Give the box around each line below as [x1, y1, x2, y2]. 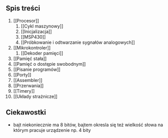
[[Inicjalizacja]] [20, 28, 52, 35]
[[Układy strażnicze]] [13, 93, 58, 99]
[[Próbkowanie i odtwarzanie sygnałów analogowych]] [20, 39, 135, 45]
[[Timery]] [13, 88, 35, 94]
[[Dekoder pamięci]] [20, 50, 63, 56]
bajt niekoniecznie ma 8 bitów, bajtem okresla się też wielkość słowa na [13, 122, 163, 128]
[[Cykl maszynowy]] [20, 23, 64, 29]
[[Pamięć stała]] [13, 56, 47, 62]
